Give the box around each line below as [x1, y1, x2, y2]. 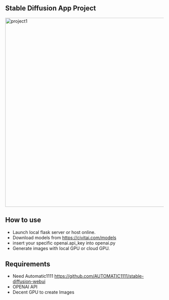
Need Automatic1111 [12, 273, 54, 279]
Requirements [5, 260, 50, 269]
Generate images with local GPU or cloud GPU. [12, 245, 110, 251]
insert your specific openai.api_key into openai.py [12, 239, 116, 246]
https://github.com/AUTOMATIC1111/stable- [54, 273, 144, 279]
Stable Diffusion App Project [5, 4, 97, 13]
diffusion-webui [12, 278, 46, 284]
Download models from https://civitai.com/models [12, 234, 117, 241]
